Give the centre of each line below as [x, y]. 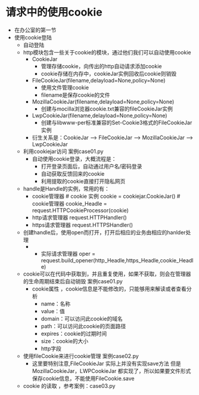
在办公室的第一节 [35, 30]
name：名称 [56, 304]
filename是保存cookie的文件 [75, 95]
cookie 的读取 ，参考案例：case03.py [69, 385]
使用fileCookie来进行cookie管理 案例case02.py [81, 356]
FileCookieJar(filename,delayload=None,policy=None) [99, 80]
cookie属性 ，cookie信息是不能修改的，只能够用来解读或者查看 [109, 289]
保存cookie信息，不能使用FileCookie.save [83, 378]
